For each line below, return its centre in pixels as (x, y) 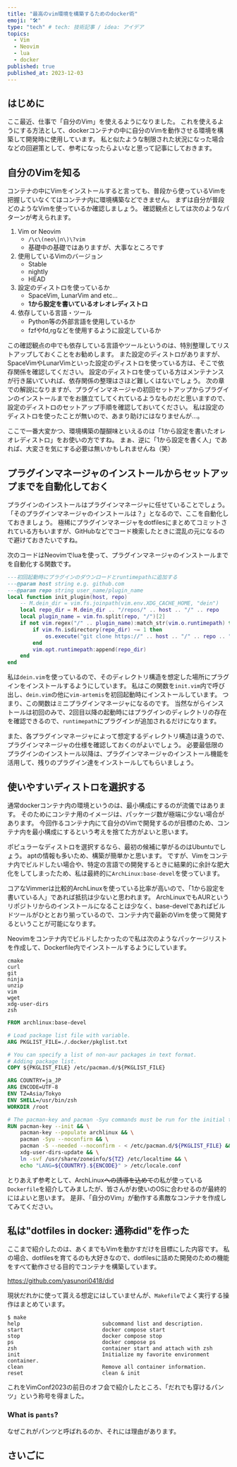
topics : (19, 34)
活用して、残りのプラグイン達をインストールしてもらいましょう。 (102, 763)
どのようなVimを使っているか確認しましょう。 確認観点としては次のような (115, 208)
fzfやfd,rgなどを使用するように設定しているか (95, 331)
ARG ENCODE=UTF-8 (33, 1087)
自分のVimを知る (44, 173)
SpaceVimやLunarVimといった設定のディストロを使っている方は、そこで (113, 363)
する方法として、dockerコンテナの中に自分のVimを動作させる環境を (119, 131)
